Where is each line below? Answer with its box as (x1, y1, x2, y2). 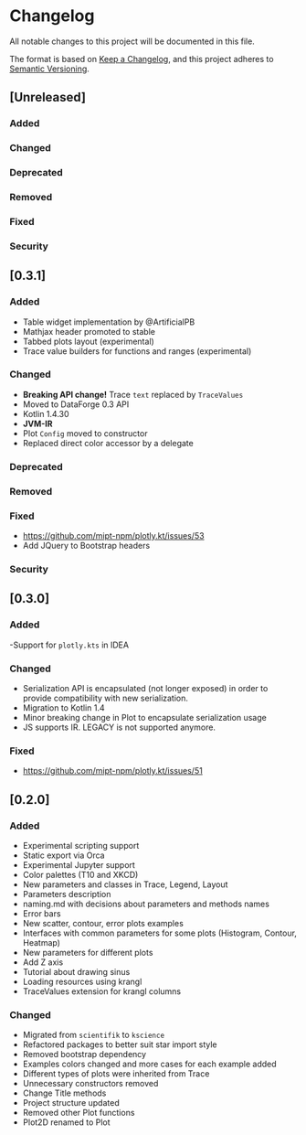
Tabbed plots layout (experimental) (22, 336, 155, 347)
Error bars (22, 907, 61, 919)
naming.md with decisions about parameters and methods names (22, 898, 269, 909)
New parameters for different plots (22, 947, 153, 958)
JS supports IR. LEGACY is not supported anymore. (22, 722, 216, 733)
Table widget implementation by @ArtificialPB (22, 316, 195, 327)
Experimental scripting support (22, 840, 140, 851)
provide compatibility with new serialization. (22, 692, 189, 703)
